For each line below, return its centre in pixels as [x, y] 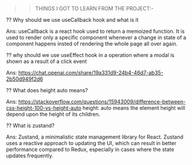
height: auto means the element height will [134, 108]
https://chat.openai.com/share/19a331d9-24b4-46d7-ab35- [91, 73]
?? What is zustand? [30, 125]
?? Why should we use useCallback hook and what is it [73, 20]
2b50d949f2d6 [25, 79]
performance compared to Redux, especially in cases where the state [90, 149]
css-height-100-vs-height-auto [44, 108]
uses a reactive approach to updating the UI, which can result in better [91, 143]
